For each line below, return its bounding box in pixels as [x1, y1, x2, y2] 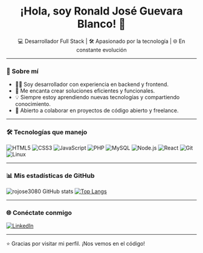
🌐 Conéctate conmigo [6, 208, 72, 217]
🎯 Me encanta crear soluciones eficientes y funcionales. [14, 87, 155, 94]
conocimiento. [14, 100, 51, 108]
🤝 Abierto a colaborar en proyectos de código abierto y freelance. [14, 107, 179, 114]
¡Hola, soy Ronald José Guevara [20, 4, 183, 18]
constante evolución [76, 46, 127, 53]
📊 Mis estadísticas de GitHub [6, 171, 95, 180]
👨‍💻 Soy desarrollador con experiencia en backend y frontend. [14, 80, 169, 88]
